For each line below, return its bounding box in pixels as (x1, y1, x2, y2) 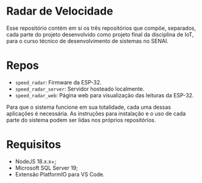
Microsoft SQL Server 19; (15, 164, 78, 171)
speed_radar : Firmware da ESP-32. (15, 78, 102, 86)
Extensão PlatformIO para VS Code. (15, 170, 105, 178)
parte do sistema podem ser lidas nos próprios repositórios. (6, 116, 156, 123)
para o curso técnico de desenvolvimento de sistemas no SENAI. (6, 37, 169, 44)
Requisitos (6, 138, 61, 151)
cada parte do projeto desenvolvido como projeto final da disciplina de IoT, (6, 30, 194, 38)
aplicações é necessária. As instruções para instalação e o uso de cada (6, 109, 186, 117)
